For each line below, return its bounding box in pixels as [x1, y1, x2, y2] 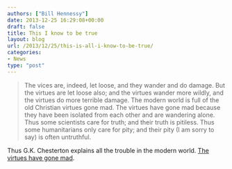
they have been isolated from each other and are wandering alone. [24, 111, 215, 119]
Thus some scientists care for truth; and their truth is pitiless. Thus [24, 118, 215, 126]
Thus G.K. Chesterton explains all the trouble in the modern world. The [7, 146, 210, 154]
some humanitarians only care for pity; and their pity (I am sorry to [24, 125, 215, 134]
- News [7, 56, 26, 63]
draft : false [7, 23, 45, 30]
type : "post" [7, 62, 45, 69]
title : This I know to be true [7, 29, 98, 37]
